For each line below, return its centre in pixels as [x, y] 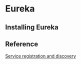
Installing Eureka [32, 27]
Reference [22, 44]
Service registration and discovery [41, 56]
